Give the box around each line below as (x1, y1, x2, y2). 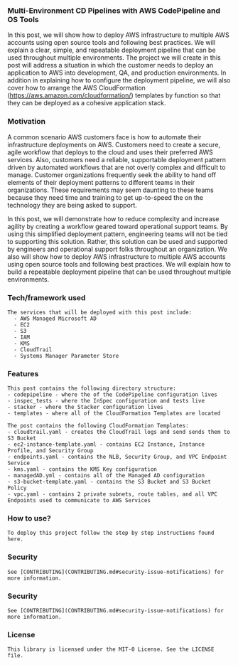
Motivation (7, 117, 46, 127)
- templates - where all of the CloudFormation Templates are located (7, 410, 221, 417)
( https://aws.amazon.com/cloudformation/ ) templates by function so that (7, 91, 221, 100)
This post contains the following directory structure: (7, 385, 176, 393)
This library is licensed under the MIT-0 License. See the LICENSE (7, 646, 215, 653)
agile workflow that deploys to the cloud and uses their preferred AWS (7, 148, 213, 156)
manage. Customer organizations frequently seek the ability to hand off (7, 170, 217, 179)
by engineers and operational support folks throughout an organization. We (7, 245, 227, 253)
